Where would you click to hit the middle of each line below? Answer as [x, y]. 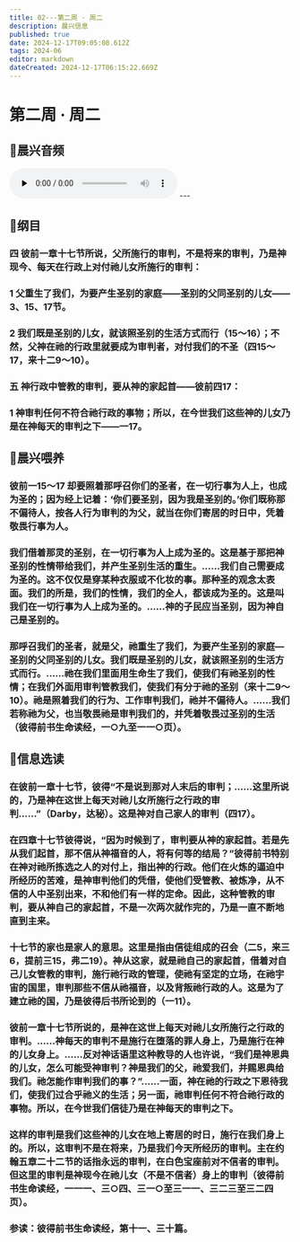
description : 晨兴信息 [49, 26]
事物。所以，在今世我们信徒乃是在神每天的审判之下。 [124, 1108]
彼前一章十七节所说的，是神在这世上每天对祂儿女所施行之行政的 [147, 1027]
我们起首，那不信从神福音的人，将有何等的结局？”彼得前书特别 [154, 854]
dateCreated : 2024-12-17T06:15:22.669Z [84, 68]
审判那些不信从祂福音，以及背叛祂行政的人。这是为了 [170, 988]
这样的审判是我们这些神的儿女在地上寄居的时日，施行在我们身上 [147, 1135]
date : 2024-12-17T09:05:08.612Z [69, 43]
